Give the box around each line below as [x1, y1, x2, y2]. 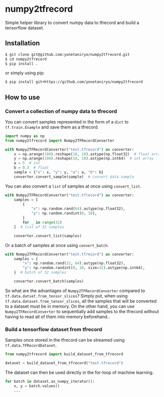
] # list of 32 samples [14, 224, 64, 229]
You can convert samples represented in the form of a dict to [5, 119, 129, 124]
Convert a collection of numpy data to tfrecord [5, 108, 117, 115]
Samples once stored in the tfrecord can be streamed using [5, 337, 125, 343]
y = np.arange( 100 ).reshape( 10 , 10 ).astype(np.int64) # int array [14, 156, 154, 161]
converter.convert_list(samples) [14, 233, 82, 238]
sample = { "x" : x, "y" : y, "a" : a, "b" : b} [14, 170, 104, 175]
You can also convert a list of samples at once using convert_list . [5, 183, 142, 189]
